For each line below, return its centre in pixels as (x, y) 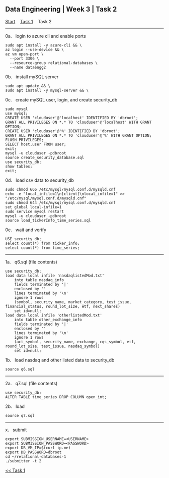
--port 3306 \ (24, 59)
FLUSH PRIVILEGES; (24, 140)
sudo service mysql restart (35, 211)
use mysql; (17, 113)
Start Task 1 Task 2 (28, 21)
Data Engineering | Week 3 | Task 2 (61, 9)
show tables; (19, 166)
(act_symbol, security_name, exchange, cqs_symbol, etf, (75, 342)
